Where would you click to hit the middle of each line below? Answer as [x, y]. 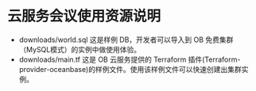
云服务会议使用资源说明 [84, 16]
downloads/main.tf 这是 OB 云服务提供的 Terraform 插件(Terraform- [130, 59]
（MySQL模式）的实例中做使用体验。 [80, 49]
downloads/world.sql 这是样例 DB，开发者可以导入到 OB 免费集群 [126, 40]
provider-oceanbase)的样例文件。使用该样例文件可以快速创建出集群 [130, 69]
